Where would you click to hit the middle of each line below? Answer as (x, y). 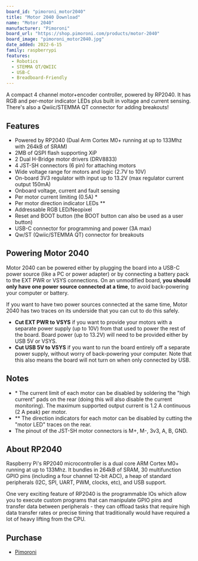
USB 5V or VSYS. (36, 341)
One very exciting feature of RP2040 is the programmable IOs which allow (97, 494)
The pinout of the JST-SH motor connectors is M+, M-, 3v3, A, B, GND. (101, 431)
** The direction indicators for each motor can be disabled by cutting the (103, 418)
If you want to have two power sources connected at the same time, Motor (97, 304)
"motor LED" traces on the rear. (53, 424)
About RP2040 (34, 449)
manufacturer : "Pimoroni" (38, 28)
